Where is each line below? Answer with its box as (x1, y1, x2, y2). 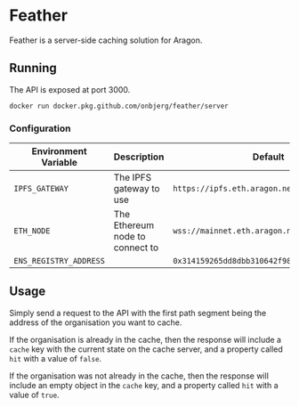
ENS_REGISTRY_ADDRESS (13, 256, 105, 266)
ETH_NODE (13, 226, 51, 236)
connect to (113, 241, 158, 254)
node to (113, 231, 146, 243)
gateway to (113, 183, 160, 195)
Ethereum (113, 219, 154, 232)
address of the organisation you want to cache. (9, 317, 182, 328)
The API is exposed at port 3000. (9, 84, 131, 94)
